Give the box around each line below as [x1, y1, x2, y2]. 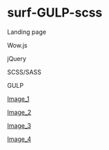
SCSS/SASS [7, 68, 41, 76]
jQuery [7, 54, 26, 63]
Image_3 [7, 121, 32, 129]
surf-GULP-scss [7, 5, 103, 21]
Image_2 [7, 108, 32, 116]
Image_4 [7, 135, 32, 143]
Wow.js [7, 41, 28, 49]
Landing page [7, 28, 47, 36]
